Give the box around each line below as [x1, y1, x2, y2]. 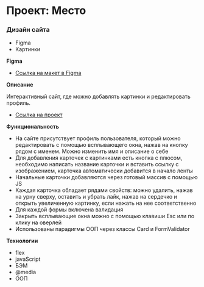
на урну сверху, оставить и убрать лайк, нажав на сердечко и [15, 193, 178, 200]
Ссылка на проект [15, 111, 63, 119]
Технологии [6, 237, 38, 244]
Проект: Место [6, 4, 86, 18]
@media [15, 269, 37, 276]
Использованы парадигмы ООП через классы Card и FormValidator [15, 225, 190, 233]
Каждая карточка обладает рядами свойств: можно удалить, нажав [15, 186, 193, 194]
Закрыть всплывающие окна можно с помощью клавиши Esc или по [15, 213, 195, 220]
